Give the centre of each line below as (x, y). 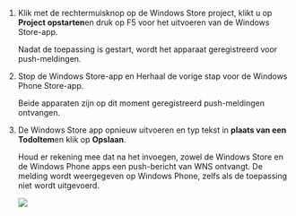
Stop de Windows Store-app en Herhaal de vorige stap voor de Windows (152, 76)
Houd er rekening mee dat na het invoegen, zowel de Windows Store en (151, 157)
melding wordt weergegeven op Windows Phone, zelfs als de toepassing (152, 176)
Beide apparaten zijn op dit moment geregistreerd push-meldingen (141, 103)
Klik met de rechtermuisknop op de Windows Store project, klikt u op (145, 13)
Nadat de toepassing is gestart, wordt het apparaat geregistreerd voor (148, 49)
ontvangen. (39, 112)
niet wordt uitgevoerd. (59, 186)
